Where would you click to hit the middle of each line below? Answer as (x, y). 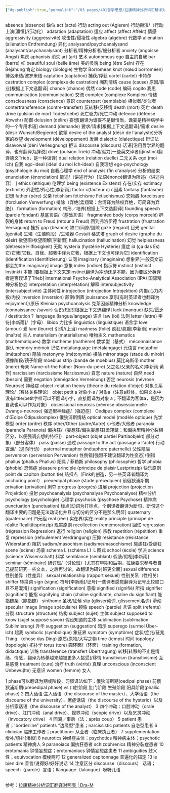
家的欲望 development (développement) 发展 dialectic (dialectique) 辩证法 (82, 139)
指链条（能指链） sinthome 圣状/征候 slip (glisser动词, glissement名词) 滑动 (83, 601)
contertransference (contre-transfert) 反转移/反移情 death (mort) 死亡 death (84, 107)
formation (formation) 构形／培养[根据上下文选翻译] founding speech (89, 208)
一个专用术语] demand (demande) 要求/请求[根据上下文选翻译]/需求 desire (87, 126)
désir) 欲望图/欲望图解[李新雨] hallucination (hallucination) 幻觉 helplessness (85, 240)
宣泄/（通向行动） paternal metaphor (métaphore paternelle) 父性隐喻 (78, 449)
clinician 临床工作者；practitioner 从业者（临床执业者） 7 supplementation (82, 731)
